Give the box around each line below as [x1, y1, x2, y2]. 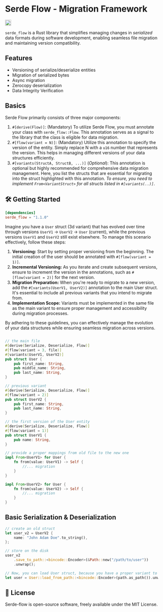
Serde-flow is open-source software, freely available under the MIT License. [5, 601, 158, 607]
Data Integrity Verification [12, 87, 64, 93]
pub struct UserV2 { [5, 397, 47, 402]
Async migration [12, 77, 45, 83]
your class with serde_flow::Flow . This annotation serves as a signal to [12, 129, 154, 135]
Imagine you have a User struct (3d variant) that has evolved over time [5, 224, 145, 230]
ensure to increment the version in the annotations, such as [12, 269, 131, 275]
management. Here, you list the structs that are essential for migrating [12, 170, 152, 176]
